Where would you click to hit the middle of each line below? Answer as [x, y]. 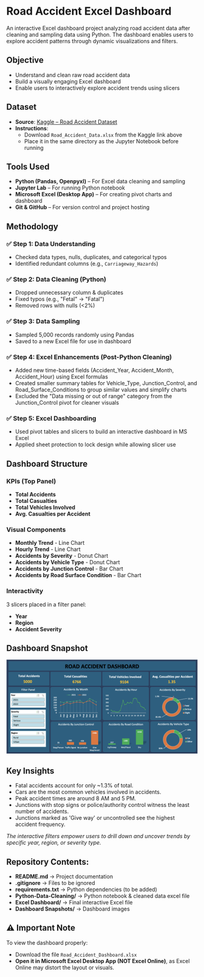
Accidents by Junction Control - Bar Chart [69, 569]
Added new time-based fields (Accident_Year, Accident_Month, [94, 370]
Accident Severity [38, 629]
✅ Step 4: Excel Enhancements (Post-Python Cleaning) [89, 357]
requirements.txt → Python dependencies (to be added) [86, 890]
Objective [25, 60]
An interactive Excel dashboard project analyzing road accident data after [98, 28]
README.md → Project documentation [64, 876]
